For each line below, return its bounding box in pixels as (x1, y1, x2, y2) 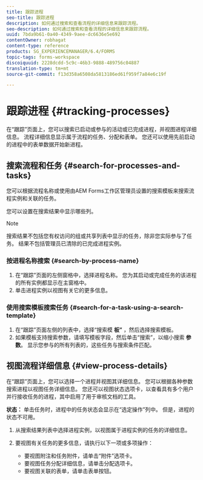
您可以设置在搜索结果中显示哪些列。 (6, 208, 97, 214)
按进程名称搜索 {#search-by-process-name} (6, 256, 139, 265)
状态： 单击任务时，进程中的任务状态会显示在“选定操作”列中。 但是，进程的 (6, 406, 195, 413)
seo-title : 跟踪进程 (6, 15, 55, 21)
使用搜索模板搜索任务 (6, 303, 68, 312)
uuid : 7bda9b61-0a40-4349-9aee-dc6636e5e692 (6, 32, 121, 38)
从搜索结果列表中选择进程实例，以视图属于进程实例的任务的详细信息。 (15, 427, 191, 434)
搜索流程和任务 (6, 160, 62, 171)
